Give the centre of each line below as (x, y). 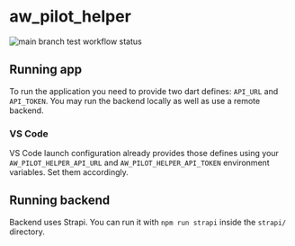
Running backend (60, 201)
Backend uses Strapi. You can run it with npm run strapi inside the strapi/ (148, 222)
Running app (46, 70)
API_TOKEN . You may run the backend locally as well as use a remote (135, 101)
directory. (27, 232)
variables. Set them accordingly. (69, 172)
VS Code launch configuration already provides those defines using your (144, 154)
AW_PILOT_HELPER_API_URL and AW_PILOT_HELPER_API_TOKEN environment (139, 163)
